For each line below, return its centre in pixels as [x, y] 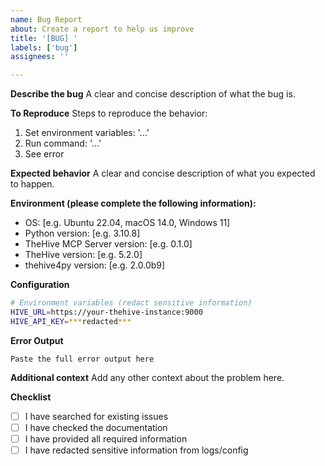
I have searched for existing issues [96, 416]
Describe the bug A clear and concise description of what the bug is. [153, 94]
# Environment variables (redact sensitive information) [131, 303]
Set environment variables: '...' [87, 133]
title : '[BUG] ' [44, 38]
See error [44, 154]
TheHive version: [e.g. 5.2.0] [83, 255]
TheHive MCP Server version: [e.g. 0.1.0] [108, 244]
